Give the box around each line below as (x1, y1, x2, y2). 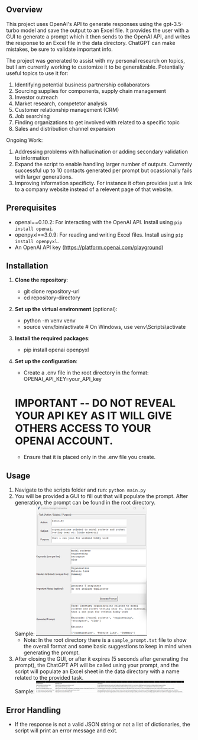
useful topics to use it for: (6, 69, 69, 76)
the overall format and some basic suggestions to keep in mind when (23, 643, 192, 650)
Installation (6, 261, 48, 271)
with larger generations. (14, 173, 73, 180)
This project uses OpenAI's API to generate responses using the (6, 20, 163, 27)
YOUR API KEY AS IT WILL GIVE (14, 409, 173, 422)
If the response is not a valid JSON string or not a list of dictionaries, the (14, 721, 190, 728)
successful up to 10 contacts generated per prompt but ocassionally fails (14, 167, 192, 174)
